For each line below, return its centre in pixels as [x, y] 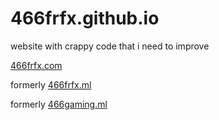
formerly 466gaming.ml [59, 104]
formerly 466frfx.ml [51, 84]
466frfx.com [36, 65]
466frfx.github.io [85, 18]
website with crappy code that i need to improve [110, 46]
